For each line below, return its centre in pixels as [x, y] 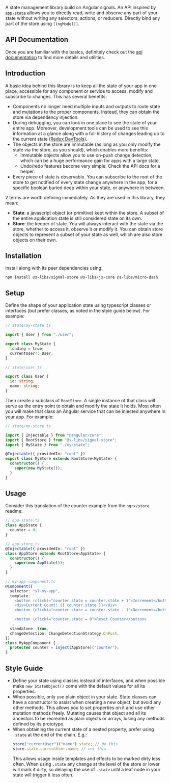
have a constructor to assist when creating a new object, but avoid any [87, 702]
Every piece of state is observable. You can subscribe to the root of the [87, 177]
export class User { [27, 377]
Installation [23, 256]
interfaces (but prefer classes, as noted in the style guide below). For [78, 311]
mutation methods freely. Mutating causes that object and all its [79, 713]
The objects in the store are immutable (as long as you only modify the [87, 144]
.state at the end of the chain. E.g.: [50, 735]
